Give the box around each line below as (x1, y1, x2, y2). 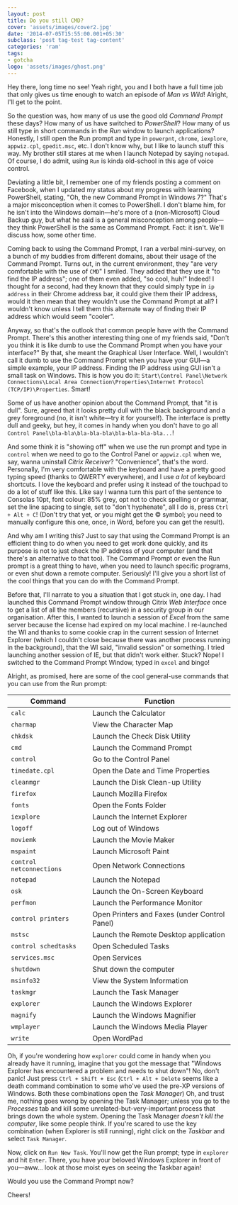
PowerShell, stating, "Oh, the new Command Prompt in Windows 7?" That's (7, 193, 227, 201)
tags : (7, 50, 23, 57)
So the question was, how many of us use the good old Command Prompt (7, 111, 223, 120)
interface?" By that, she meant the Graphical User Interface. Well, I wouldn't (7, 348, 229, 357)
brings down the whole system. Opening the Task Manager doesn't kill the (7, 1111, 225, 1120)
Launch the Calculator (91, 708, 166, 718)
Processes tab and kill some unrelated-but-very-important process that (7, 1104, 216, 1113)
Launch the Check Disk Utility (91, 731, 191, 741)
